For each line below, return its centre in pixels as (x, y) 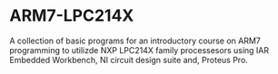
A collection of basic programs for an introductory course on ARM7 (135, 41)
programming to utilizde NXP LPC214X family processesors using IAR (139, 50)
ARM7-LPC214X (72, 16)
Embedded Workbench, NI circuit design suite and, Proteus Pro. (129, 60)
